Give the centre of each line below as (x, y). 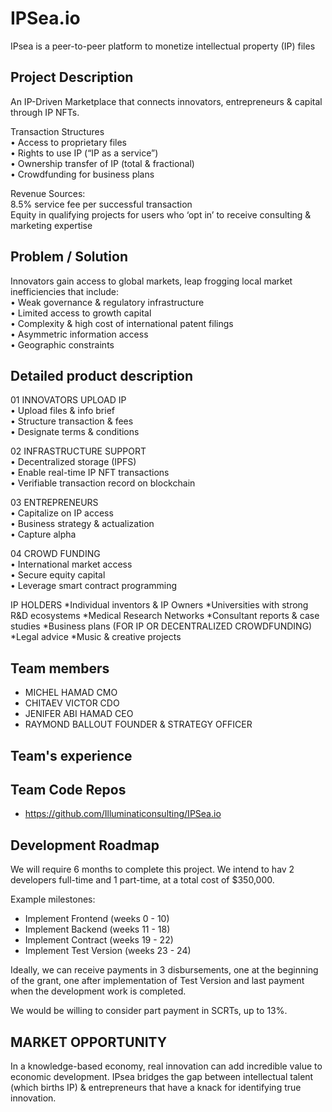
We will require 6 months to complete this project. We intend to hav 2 (152, 869)
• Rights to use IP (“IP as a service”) (84, 153)
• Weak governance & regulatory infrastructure (107, 302)
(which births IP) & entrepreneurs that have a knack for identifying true (156, 1088)
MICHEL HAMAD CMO (71, 693)
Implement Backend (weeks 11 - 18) (97, 929)
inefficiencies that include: (65, 291)
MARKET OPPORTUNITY (89, 1042)
